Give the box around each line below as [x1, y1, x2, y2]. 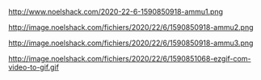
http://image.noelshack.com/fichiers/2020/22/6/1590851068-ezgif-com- [8, 54, 251, 63]
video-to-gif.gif [8, 62, 59, 72]
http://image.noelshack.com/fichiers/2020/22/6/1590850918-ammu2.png [8, 23, 254, 32]
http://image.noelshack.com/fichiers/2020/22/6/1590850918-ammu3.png [8, 38, 254, 48]
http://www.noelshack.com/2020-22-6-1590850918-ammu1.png [8, 7, 224, 16]
